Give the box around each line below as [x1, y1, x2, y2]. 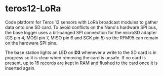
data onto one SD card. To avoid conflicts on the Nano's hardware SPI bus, [5, 24, 157, 30]
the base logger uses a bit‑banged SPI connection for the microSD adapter [5, 29, 157, 35]
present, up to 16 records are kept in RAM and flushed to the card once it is [5, 60, 158, 66]
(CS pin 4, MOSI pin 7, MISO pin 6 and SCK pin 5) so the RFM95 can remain [5, 35, 159, 41]
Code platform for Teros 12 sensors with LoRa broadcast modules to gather [5, 19, 158, 25]
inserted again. [5, 65, 36, 71]
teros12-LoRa [5, 3, 61, 14]
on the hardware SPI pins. [5, 40, 58, 46]
